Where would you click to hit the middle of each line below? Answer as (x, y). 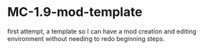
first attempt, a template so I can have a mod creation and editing (102, 31)
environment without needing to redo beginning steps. (86, 38)
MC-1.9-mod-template (75, 12)
